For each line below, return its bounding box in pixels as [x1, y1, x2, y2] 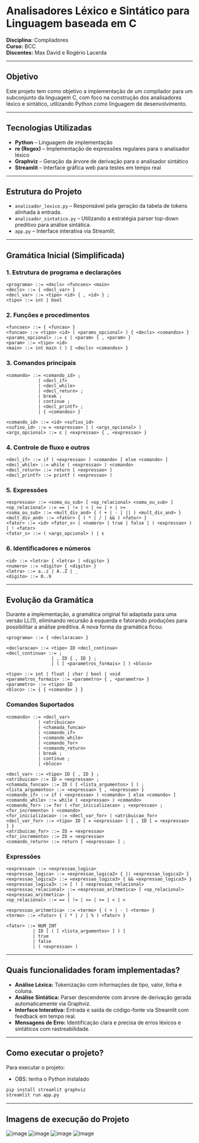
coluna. [14, 987, 34, 995]
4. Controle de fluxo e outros [6, 443, 90, 452]
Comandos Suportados [6, 700, 75, 709]
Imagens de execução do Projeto [6, 1114, 130, 1124]
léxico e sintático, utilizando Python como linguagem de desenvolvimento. [6, 100, 187, 107]
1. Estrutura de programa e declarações [6, 268, 121, 277]
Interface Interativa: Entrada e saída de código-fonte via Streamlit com [14, 1006, 189, 1013]
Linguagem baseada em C [6, 17, 137, 30]
